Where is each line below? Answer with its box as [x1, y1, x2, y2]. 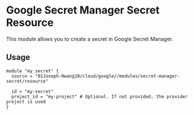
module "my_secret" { [6, 68, 59, 74]
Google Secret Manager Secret [6, 4, 160, 17]
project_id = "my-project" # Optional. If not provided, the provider [11, 93, 188, 100]
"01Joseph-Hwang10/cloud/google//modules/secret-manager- [35, 73, 180, 79]
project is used [6, 99, 46, 104]
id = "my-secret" [11, 89, 54, 94]
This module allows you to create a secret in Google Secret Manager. [6, 35, 173, 42]
